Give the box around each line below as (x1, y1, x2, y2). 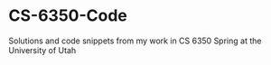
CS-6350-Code (8, 5, 128, 26)
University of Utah (8, 44, 77, 55)
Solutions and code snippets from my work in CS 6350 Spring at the (8, 35, 262, 46)
